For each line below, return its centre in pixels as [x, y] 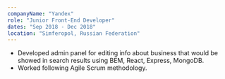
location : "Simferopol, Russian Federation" [74, 33]
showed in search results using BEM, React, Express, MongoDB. [111, 61]
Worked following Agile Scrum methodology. [82, 68]
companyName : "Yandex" [41, 14]
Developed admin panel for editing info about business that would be [118, 53]
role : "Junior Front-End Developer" [61, 20]
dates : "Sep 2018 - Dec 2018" [52, 27]
